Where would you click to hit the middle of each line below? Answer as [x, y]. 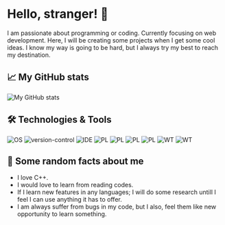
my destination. [29, 55]
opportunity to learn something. [62, 214]
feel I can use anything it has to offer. [69, 200]
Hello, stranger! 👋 [58, 14]
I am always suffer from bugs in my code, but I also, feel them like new [117, 207]
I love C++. [33, 178]
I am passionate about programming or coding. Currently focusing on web [112, 33]
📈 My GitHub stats [48, 77]
